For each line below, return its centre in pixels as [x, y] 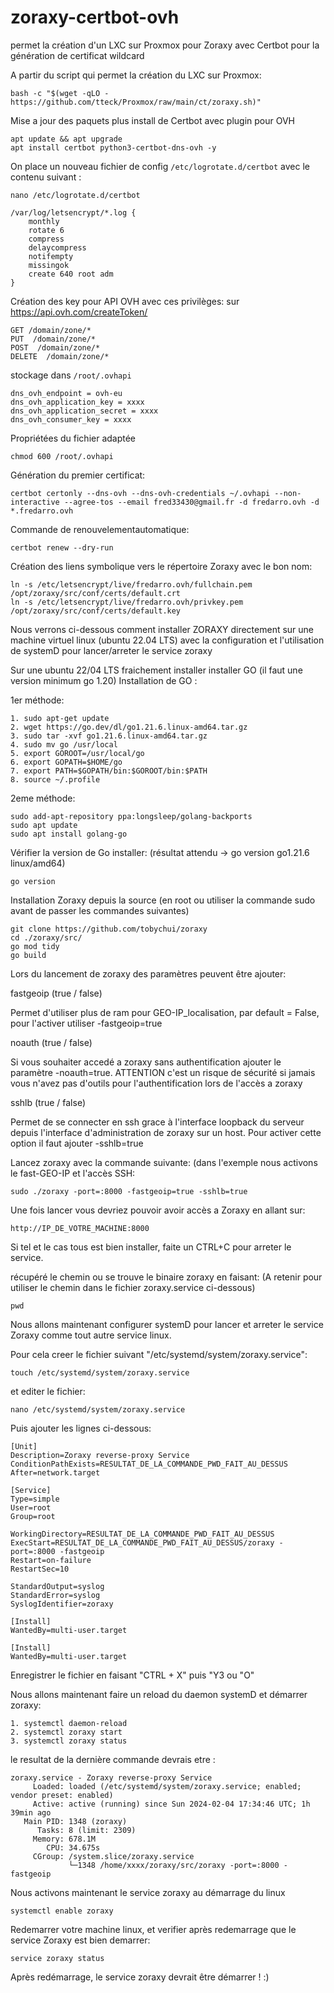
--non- [288, 493]
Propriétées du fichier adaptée [73, 438]
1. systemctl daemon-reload [69, 1723]
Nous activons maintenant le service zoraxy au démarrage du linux [148, 1892]
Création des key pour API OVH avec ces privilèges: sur [125, 301]
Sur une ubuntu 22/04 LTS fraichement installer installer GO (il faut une [156, 670]
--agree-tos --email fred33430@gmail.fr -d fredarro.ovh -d [191, 502]
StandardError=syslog [55, 1595]
